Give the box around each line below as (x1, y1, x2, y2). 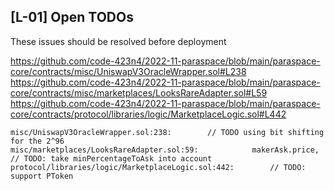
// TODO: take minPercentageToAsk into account (10, 153, 213, 164)
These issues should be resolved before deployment (10, 35, 227, 47)
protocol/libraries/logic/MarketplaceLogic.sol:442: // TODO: (10, 162, 307, 172)
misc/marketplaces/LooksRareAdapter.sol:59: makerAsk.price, (10, 145, 320, 155)
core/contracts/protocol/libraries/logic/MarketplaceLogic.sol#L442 (10, 108, 287, 120)
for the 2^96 (10, 136, 65, 146)
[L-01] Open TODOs (10, 9, 134, 26)
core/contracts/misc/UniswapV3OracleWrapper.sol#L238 (10, 65, 247, 77)
